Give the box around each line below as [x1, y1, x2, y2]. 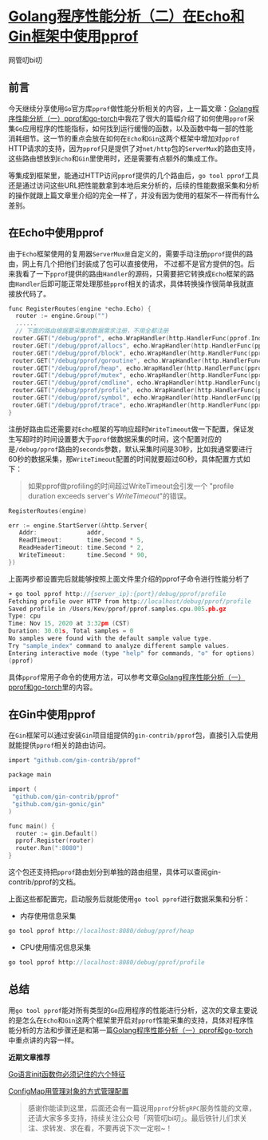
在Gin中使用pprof [8, 708, 96, 721]
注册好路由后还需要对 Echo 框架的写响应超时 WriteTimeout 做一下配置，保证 [8, 424, 247, 434]
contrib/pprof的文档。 [8, 877, 81, 887]
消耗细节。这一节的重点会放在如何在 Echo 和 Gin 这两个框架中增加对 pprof [8, 133, 240, 143]
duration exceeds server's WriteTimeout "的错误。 [27, 491, 191, 500]
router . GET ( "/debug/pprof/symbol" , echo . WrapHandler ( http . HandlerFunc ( [11, 394, 255, 402]
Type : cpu [8, 612, 41, 620]
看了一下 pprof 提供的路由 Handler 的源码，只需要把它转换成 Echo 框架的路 [22, 268, 254, 278]
